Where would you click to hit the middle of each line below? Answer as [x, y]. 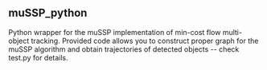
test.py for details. [38, 57]
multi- [232, 32]
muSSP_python [48, 13]
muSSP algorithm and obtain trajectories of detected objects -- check [124, 49]
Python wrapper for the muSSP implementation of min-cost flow [115, 32]
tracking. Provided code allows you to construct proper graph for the [145, 41]
